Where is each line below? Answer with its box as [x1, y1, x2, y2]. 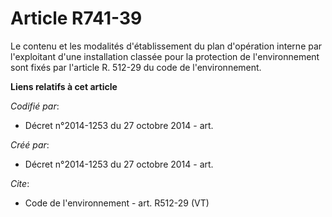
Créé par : [10, 138, 50, 151]
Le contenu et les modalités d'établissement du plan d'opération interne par [10, 40, 323, 52]
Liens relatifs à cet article [10, 80, 118, 92]
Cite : [10, 177, 30, 189]
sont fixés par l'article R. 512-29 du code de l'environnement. [10, 61, 262, 73]
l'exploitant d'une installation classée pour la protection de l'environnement [10, 50, 320, 62]
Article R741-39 [10, 7, 143, 30]
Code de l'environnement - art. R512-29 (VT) [24, 197, 210, 209]
